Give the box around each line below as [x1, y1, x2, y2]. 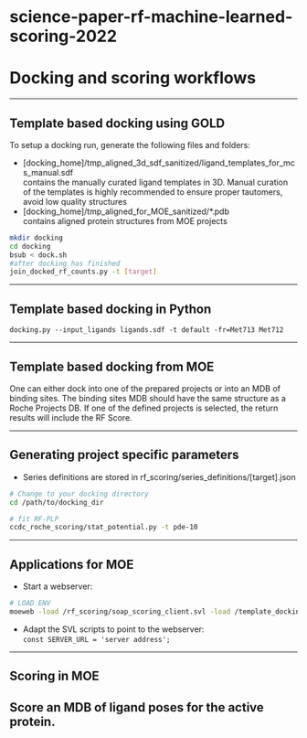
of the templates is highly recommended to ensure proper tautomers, [22, 186, 283, 198]
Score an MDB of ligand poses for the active [9, 700, 265, 715]
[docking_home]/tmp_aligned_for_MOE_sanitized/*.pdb [22, 206, 230, 217]
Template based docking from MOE [9, 358, 215, 374]
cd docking [9, 241, 51, 251]
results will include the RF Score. [9, 412, 132, 422]
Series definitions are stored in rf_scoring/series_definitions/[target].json [22, 471, 296, 482]
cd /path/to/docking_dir [9, 497, 104, 507]
